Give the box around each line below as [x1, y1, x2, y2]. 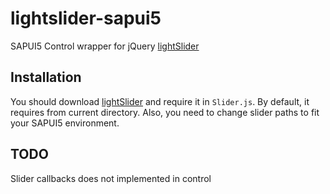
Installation [10, 69, 82, 86]
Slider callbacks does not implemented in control [10, 172, 212, 184]
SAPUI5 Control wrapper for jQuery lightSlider [10, 40, 200, 52]
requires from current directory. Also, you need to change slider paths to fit [10, 106, 320, 118]
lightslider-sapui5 [10, 7, 162, 30]
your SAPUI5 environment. [10, 117, 120, 129]
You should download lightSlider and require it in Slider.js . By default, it [10, 95, 310, 107]
